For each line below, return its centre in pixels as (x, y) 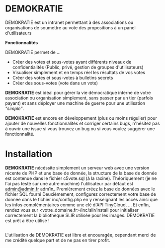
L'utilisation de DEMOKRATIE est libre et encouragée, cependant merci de (81, 235)
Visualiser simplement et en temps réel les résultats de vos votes (79, 72)
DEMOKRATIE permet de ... (33, 52)
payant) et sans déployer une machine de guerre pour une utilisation (75, 103)
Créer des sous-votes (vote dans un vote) (55, 83)
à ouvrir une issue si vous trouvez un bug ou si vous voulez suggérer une (80, 128)
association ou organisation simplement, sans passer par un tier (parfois (79, 98)
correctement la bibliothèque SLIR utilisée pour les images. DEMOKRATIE (80, 215)
